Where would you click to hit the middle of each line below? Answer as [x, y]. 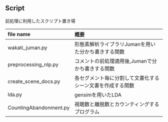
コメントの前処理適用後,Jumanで [113, 61]
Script [15, 8]
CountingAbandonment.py [39, 107]
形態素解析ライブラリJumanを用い [115, 44]
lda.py [15, 94]
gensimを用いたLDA [98, 94]
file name [19, 34]
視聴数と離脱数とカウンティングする [117, 104]
